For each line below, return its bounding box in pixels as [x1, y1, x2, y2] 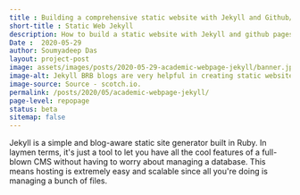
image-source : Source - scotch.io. [9, 80, 142, 89]
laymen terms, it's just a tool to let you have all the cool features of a [9, 147, 261, 157]
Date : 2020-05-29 [9, 38, 82, 47]
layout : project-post [9, 55, 90, 64]
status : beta [9, 105, 58, 114]
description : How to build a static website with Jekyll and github [9, 30, 270, 38]
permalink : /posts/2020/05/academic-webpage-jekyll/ [9, 88, 210, 97]
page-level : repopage [9, 96, 90, 106]
